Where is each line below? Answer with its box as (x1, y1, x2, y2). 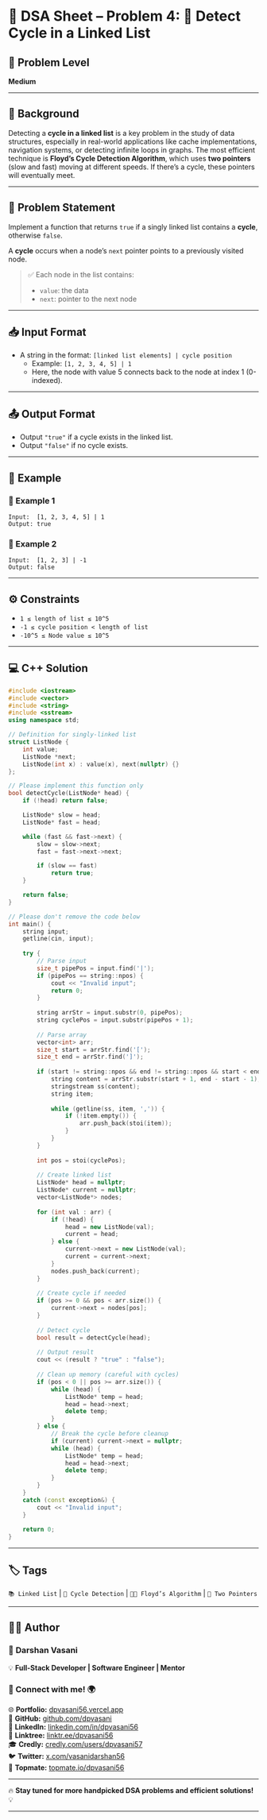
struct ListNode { (8, 738, 69, 746)
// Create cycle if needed (37, 1289, 126, 1297)
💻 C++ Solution (8, 662, 89, 675)
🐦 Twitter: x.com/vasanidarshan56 (8, 1752, 126, 1761)
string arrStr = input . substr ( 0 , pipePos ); (37, 1009, 183, 1017)
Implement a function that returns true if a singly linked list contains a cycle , (8, 222, 258, 231)
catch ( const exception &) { (22, 1496, 115, 1504)
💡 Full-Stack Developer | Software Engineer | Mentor (8, 1663, 185, 1672)
